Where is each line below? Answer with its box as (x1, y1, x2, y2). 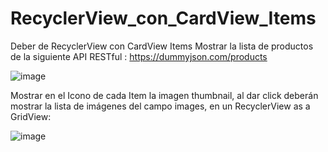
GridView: (10, 110, 52, 122)
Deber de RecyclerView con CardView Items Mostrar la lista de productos (10, 40, 314, 52)
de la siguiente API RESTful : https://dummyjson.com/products (10, 50, 268, 62)
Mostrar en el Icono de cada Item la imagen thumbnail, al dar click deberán (10, 89, 319, 101)
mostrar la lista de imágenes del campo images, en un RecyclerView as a (10, 100, 311, 112)
